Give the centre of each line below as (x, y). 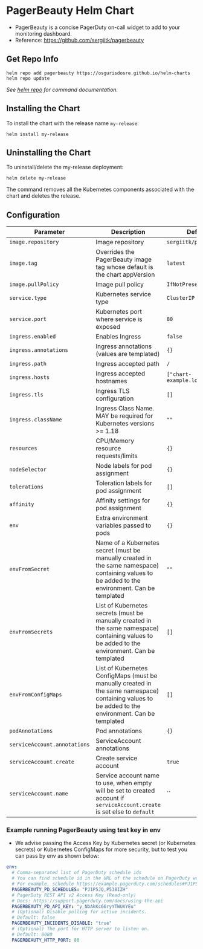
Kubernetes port (119, 312)
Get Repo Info (32, 59)
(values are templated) (128, 354)
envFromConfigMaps (36, 695)
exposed (108, 327)
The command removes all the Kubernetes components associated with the (100, 189)
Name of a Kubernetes (128, 543)
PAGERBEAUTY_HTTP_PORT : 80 (46, 940)
